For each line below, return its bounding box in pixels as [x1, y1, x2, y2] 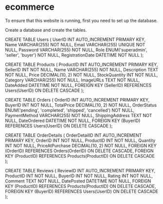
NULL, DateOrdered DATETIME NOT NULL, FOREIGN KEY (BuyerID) [5, 118, 141, 123]
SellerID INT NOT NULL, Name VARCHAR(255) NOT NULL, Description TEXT [5, 66, 159, 72]
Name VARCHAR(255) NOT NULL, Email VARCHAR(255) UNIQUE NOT [5, 41, 145, 47]
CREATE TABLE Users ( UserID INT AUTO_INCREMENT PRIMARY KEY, [5, 36, 146, 42]
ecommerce [5, 1, 54, 13]
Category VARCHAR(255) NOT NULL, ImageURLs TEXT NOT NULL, [5, 77, 140, 83]
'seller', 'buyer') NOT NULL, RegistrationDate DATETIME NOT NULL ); [5, 52, 144, 58]
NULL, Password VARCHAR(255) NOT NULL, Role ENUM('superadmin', [5, 47, 147, 53]
